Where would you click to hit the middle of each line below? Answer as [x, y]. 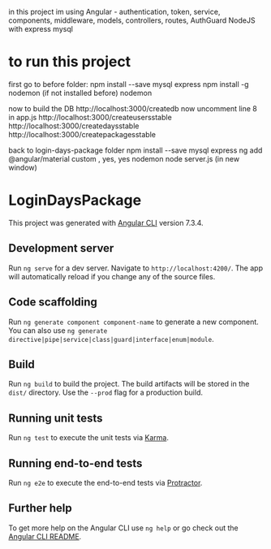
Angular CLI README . [45, 536]
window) [23, 167]
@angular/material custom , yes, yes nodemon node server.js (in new [124, 158]
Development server [61, 248]
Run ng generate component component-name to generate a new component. [134, 322]
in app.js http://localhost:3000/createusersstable [90, 117]
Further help [41, 508]
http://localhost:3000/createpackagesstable [82, 134]
